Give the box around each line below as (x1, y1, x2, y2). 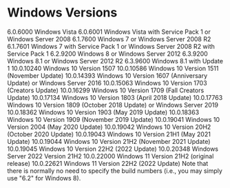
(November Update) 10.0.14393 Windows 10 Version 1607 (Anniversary (7, 71, 208, 80)
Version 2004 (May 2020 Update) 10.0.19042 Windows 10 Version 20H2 (7, 123, 211, 131)
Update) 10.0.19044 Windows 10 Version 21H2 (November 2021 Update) (7, 137, 211, 145)
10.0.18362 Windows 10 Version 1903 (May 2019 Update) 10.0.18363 (7, 108, 200, 116)
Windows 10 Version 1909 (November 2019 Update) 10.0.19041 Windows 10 (7, 115, 220, 123)
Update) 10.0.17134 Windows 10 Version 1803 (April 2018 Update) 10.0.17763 (7, 93, 223, 101)
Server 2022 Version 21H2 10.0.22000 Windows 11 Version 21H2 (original (7, 152, 214, 160)
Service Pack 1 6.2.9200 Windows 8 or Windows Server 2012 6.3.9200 (7, 50, 208, 58)
